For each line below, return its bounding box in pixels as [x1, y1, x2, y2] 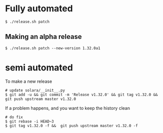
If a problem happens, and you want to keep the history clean [5, 105, 130, 111]
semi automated [5, 62, 73, 73]
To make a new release [5, 78, 52, 84]
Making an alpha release [5, 33, 82, 41]
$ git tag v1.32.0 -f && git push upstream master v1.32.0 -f [5, 123, 138, 128]
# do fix [5, 114, 23, 120]
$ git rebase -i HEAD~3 [5, 119, 54, 124]
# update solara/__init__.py [5, 88, 65, 93]
